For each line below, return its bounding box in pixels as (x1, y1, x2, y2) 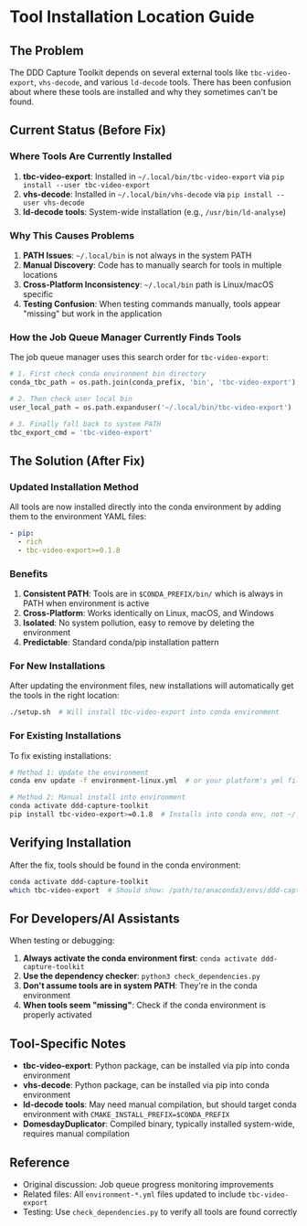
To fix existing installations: (9, 750, 111, 761)
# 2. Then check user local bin (9, 395, 132, 404)
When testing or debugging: (9, 935, 115, 946)
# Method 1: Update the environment (9, 768, 149, 777)
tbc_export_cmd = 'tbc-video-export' (9, 428, 153, 437)
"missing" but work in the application (22, 308, 163, 319)
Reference (9, 1155, 70, 1170)
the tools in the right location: (9, 690, 121, 701)
